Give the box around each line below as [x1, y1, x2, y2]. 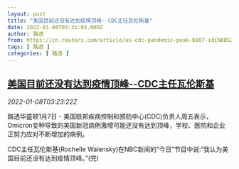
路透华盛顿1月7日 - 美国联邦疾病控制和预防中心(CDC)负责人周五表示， [7, 111, 213, 121]
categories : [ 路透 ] [7, 50, 70, 58]
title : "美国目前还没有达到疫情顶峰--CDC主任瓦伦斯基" [7, 17, 153, 24]
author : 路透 [7, 30, 44, 38]
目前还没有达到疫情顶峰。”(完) [13, 153, 100, 162]
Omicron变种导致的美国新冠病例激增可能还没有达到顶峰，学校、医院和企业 [7, 121, 226, 129]
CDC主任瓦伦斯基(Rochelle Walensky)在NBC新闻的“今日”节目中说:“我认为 [7, 145, 223, 153]
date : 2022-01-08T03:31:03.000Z [7, 23, 103, 31]
